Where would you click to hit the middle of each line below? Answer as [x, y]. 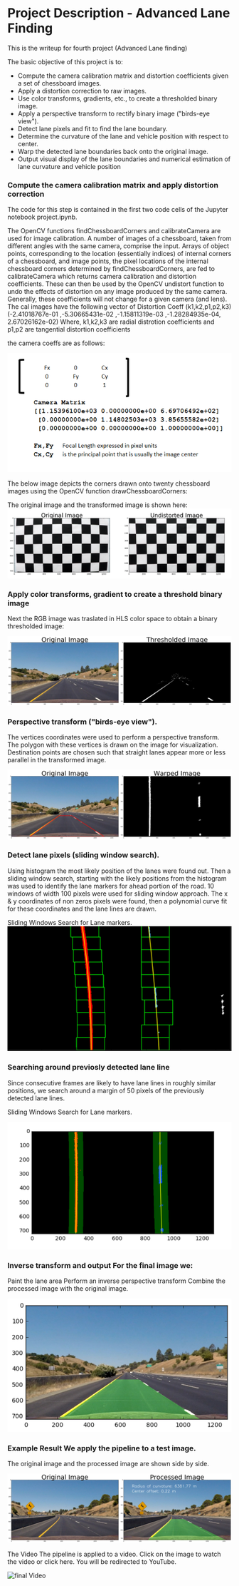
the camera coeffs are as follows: [56, 343]
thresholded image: [36, 626]
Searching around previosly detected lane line [89, 1068]
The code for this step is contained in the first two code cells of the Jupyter [118, 210]
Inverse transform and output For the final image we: [100, 1265]
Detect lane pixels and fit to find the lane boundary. [93, 128]
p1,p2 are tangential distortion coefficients [69, 329]
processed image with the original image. [68, 1289]
